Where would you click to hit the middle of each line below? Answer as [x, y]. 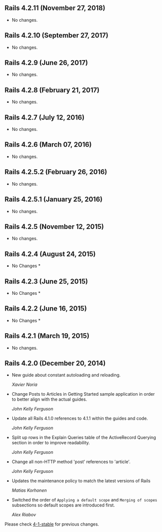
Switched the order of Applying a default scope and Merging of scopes [84, 500]
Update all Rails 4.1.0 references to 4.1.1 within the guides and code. [80, 418]
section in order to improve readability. [51, 443]
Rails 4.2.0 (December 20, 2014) [55, 363]
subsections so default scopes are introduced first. [63, 505]
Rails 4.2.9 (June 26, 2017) [46, 63]
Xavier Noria [25, 385]
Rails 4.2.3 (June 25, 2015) [46, 281]
